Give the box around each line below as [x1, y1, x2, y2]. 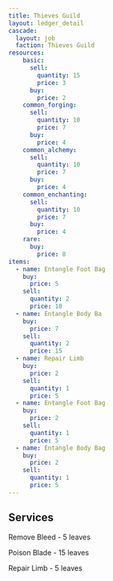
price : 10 [29, 302, 63, 310]
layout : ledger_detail [8, 19, 84, 27]
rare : [22, 236, 42, 244]
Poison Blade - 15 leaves [8, 547, 90, 557]
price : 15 [29, 347, 63, 355]
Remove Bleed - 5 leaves [8, 532, 91, 542]
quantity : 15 [37, 71, 81, 79]
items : [8, 257, 30, 265]
